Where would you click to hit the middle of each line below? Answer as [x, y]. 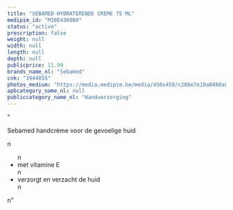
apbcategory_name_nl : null [46, 91]
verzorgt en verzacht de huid [59, 180]
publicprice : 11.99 [35, 65]
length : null [26, 53]
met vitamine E [38, 165]
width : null [24, 46]
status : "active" [32, 26]
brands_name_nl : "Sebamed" [46, 71]
